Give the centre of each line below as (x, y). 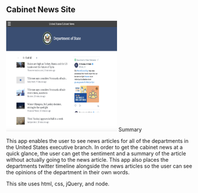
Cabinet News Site (41, 10)
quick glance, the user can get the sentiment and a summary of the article (96, 153)
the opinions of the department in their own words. (68, 172)
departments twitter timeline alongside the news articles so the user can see (99, 166)
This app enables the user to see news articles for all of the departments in (98, 140)
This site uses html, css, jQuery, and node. (58, 184)
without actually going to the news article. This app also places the (87, 159)
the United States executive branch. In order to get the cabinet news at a (95, 147)
